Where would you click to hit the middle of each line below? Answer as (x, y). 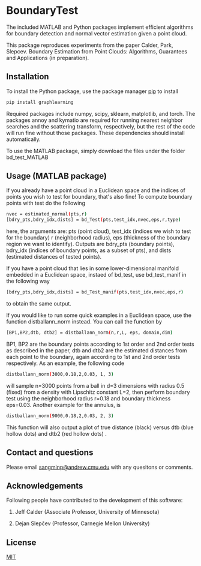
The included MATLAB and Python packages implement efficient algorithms (100, 27)
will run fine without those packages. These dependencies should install (95, 133)
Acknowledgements (45, 486)
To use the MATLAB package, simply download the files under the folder (96, 151)
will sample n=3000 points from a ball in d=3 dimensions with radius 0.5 (95, 385)
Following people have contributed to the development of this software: (94, 500)
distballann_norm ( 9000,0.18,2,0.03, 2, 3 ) (60, 416)
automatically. (23, 139)
